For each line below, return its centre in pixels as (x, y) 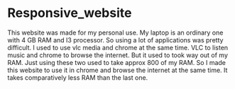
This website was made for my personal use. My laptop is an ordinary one (115, 32)
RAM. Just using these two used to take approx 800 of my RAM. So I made (116, 62)
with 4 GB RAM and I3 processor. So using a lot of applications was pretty (115, 40)
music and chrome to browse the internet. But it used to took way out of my (118, 55)
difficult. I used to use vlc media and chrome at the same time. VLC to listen (118, 47)
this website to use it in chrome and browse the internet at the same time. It (117, 70)
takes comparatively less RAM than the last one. (78, 77)
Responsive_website (70, 13)
